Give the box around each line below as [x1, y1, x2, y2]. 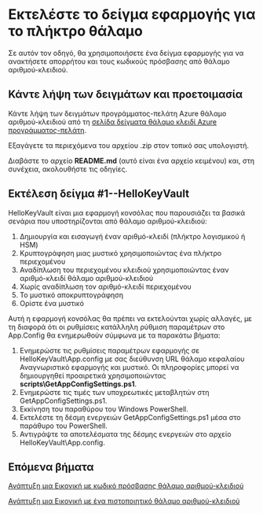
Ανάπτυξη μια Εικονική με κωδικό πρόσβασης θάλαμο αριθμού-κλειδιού [8, 482, 244, 491]
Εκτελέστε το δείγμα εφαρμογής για [8, 6, 256, 24]
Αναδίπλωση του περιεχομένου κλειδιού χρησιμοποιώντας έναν [19, 265, 229, 275]
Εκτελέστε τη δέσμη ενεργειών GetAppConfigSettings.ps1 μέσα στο [19, 412, 241, 422]
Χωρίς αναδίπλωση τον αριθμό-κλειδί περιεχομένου [19, 282, 192, 291]
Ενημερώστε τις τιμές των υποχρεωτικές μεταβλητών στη [19, 387, 210, 397]
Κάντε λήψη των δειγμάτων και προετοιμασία [8, 88, 243, 101]
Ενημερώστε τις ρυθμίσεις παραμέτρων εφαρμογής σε [19, 345, 200, 355]
